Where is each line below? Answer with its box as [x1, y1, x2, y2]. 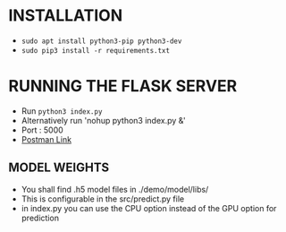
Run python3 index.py [21, 105, 103, 116]
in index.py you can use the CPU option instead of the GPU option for [21, 202, 277, 213]
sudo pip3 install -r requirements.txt [21, 46, 171, 55]
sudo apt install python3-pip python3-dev [21, 37, 182, 46]
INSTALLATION [8, 5, 122, 26]
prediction [21, 212, 60, 223]
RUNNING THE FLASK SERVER [8, 76, 238, 97]
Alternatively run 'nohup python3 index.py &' [21, 115, 187, 125]
